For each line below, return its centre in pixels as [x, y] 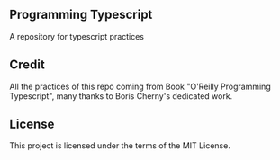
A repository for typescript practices [77, 36]
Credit [27, 65]
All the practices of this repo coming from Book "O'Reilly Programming [140, 86]
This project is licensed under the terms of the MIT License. [120, 146]
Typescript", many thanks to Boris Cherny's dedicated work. [121, 96]
